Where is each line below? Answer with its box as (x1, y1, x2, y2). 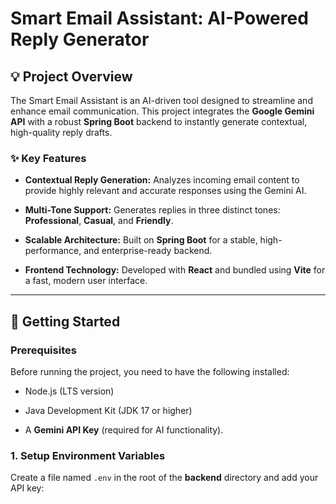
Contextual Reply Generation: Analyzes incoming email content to (24, 174, 300, 186)
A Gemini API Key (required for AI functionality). (24, 423, 224, 436)
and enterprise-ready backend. (83, 245, 213, 257)
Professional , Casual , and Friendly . (24, 215, 174, 227)
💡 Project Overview (10, 68, 133, 85)
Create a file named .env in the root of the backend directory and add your (10, 472, 319, 484)
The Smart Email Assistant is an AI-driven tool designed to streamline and (10, 95, 313, 106)
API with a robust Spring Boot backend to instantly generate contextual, (10, 116, 308, 127)
